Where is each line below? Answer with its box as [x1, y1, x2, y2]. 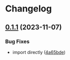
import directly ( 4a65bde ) [12, 49, 66, 55]
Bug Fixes [5, 38, 30, 45]
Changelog [5, 3, 52, 14]
